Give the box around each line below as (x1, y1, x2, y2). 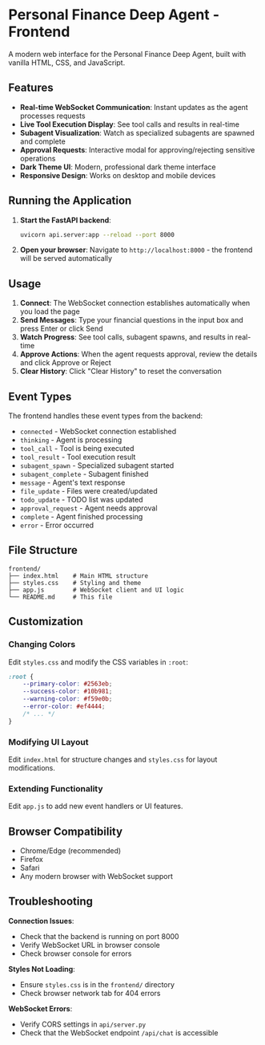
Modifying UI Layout (8, 736, 89, 747)
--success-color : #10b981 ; (22, 688, 113, 696)
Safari (19, 863, 40, 872)
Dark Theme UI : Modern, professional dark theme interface (19, 162, 216, 172)
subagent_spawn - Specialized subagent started (19, 461, 175, 470)
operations (19, 153, 56, 163)
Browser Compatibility (8, 824, 122, 838)
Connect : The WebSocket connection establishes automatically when (19, 299, 251, 308)
